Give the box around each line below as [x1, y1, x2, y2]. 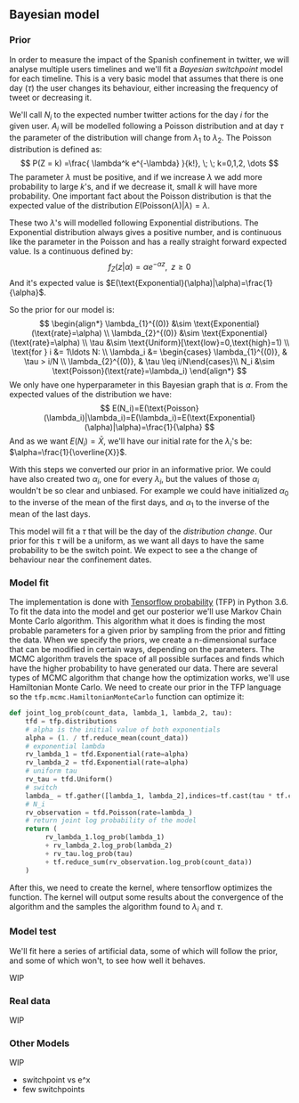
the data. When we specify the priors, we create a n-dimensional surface [9, 634, 278, 645]
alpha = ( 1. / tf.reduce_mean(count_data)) [25, 733, 190, 742]
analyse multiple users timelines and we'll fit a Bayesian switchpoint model [9, 63, 283, 74]
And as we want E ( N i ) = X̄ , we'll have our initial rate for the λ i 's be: [9, 436, 253, 448]
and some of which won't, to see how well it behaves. [9, 955, 206, 966]
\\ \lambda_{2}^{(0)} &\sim [103, 327, 200, 338]
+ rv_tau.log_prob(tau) [44, 849, 133, 858]
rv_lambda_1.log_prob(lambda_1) [44, 833, 166, 842]
